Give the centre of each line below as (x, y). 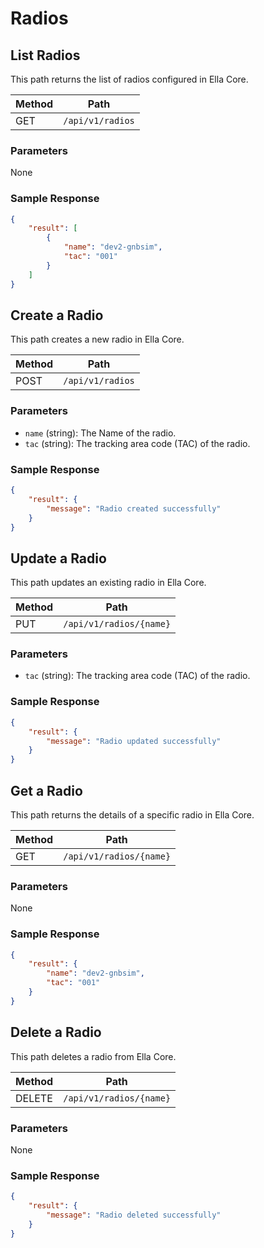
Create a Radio (57, 315)
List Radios (45, 55)
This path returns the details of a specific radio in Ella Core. (132, 814)
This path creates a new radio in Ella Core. (97, 339)
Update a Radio (58, 558)
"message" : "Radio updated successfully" (134, 741)
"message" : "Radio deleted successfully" (134, 1215)
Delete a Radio (56, 1032)
